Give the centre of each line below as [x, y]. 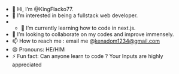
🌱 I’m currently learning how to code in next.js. [78, 28]
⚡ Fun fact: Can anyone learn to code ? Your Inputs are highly [87, 56]
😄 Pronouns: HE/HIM [38, 49]
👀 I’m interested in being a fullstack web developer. [75, 15]
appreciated [27, 65]
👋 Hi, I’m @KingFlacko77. [43, 9]
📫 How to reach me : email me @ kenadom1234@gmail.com [86, 41]
